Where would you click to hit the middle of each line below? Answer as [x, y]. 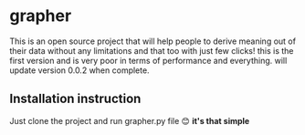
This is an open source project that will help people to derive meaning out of [153, 41]
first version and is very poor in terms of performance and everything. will [148, 60]
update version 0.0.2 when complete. [79, 70]
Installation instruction [75, 99]
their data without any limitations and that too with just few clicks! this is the [152, 50]
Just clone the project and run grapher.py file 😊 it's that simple [130, 120]
